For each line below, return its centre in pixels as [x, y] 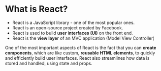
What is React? [36, 9]
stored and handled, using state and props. [49, 63]
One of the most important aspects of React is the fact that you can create [81, 47]
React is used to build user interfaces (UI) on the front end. [72, 33]
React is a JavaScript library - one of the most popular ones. [73, 23]
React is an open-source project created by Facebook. [67, 27]
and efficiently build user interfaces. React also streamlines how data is [77, 58]
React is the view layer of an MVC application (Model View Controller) [83, 38]
